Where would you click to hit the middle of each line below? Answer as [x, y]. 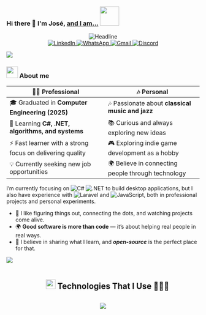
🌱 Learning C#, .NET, [40, 124]
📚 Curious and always [140, 122]
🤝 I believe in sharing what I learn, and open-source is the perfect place [106, 242]
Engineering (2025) [39, 112]
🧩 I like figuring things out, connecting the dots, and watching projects [104, 213]
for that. [25, 248]
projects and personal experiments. [51, 201]
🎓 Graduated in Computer [48, 102]
